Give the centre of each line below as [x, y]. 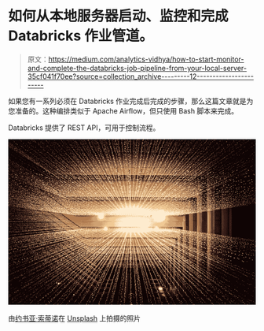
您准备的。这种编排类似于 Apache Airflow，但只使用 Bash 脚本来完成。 [123, 110]
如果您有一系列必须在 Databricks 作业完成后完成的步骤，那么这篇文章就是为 [131, 101]
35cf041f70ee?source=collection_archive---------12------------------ [140, 76]
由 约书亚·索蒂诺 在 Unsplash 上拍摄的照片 [75, 318]
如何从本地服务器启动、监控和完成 [119, 16]
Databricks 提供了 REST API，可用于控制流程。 [84, 128]
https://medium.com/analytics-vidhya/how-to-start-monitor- [146, 59]
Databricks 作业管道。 [81, 36]
